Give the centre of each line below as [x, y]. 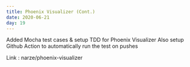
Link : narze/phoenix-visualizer [44, 58]
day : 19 [16, 23]
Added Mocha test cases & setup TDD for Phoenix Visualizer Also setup [95, 40]
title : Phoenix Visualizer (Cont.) [51, 12]
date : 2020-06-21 [28, 17]
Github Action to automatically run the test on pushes [72, 46]
